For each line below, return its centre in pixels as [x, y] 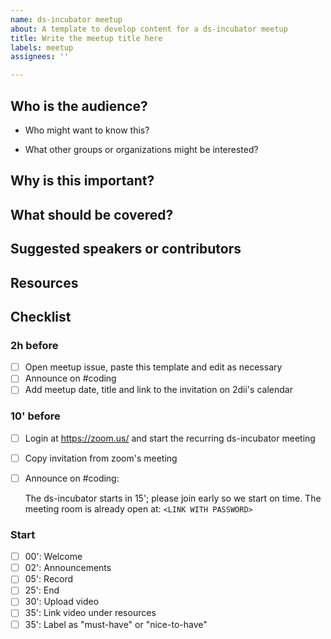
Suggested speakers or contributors [126, 249]
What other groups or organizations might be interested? [141, 149]
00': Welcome [53, 557]
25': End [42, 590]
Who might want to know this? [87, 130]
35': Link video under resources [90, 613]
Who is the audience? [79, 106]
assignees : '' [40, 57]
